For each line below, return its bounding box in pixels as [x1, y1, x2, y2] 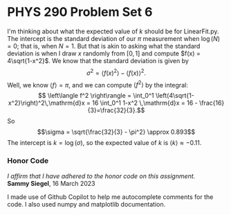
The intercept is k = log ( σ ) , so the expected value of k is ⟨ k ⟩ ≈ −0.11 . [7, 139, 202, 147]
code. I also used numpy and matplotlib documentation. [7, 200, 166, 208]
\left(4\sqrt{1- [155, 92, 195, 100]
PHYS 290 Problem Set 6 [7, 4, 154, 20]
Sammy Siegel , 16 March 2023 [7, 179, 95, 187]
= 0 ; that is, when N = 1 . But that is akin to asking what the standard [7, 42, 201, 50]
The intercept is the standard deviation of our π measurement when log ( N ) [7, 34, 220, 42]
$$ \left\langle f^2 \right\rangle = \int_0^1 [37, 92, 154, 100]
